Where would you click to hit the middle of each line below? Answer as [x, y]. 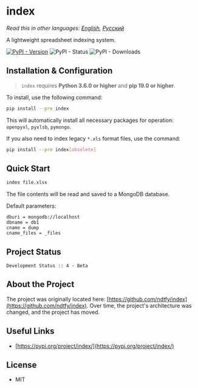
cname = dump [23, 228]
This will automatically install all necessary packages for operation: [90, 120]
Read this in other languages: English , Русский [65, 28]
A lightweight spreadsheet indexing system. [61, 40]
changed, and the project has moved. [53, 312]
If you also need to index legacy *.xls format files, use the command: [94, 138]
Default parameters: [31, 206]
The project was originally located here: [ [58, 299]
